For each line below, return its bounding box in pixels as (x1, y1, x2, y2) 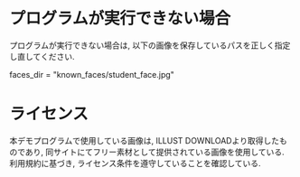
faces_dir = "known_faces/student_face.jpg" (9, 69, 174, 79)
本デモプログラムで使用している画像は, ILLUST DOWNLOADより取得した (9, 135, 280, 145)
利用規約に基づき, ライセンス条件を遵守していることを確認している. (9, 157, 261, 168)
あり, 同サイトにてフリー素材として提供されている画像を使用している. (24, 146, 285, 157)
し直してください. (9, 51, 75, 61)
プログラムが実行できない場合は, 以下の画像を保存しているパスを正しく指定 (9, 40, 291, 51)
